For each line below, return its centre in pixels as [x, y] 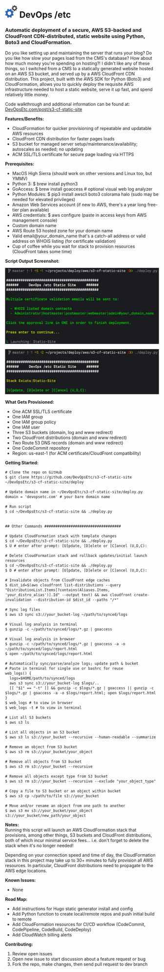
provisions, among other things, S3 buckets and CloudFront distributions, [79, 835]
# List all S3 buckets [28, 718]
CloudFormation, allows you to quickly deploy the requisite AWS [69, 84]
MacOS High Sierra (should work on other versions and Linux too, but [82, 174]
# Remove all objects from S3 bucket [43, 762]
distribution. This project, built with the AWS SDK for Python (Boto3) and [78, 79]
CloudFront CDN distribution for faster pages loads [63, 139]
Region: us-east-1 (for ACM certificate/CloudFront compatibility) [77, 453]
